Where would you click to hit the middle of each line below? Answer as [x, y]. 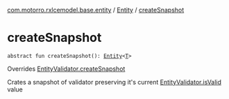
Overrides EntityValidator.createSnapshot [66, 69]
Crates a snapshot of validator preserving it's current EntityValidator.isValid [114, 82]
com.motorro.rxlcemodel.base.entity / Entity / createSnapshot [96, 10]
